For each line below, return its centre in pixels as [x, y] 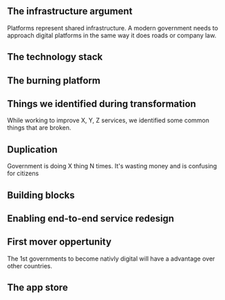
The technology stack [55, 57]
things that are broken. [39, 128]
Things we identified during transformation [101, 104]
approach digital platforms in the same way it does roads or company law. [112, 35]
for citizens [23, 173]
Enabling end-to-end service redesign [90, 219]
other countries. [30, 266]
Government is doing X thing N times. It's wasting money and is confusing [112, 166]
